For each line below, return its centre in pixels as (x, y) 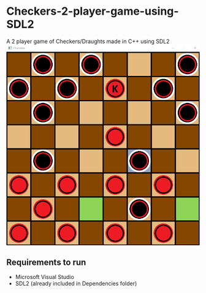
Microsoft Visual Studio (45, 277)
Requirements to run (46, 262)
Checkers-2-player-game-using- (93, 11)
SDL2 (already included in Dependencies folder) (76, 284)
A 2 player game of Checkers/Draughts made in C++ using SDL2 (88, 41)
